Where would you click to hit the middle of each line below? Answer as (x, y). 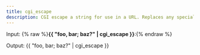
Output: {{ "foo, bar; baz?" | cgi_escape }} (57, 46)
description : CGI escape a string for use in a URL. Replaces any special (101, 17)
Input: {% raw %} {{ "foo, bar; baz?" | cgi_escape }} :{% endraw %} (89, 34)
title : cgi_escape (29, 12)
